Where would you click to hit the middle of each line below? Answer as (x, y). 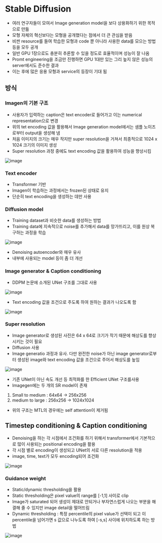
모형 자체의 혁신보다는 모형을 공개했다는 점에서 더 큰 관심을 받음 (72, 35)
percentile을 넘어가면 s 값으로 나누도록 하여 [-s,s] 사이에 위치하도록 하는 (81, 520)
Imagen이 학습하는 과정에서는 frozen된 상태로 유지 (60, 190)
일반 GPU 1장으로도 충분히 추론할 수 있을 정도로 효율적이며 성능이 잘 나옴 (81, 53)
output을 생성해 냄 (43, 133)
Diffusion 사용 (26, 347)
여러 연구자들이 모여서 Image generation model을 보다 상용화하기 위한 (79, 23)
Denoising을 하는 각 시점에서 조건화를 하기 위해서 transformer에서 (75, 438)
